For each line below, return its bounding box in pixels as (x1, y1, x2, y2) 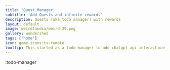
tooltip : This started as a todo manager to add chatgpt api (5, 45, 137, 50)
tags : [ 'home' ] (5, 36, 37, 41)
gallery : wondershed (5, 31, 49, 36)
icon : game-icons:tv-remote (5, 41, 65, 46)
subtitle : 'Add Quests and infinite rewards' (5, 12, 103, 17)
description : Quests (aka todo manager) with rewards (5, 17, 121, 22)
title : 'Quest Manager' (5, 7, 56, 13)
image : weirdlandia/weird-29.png (5, 26, 76, 31)
